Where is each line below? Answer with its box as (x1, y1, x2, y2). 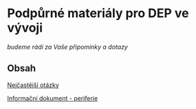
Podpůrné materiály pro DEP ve (7, 5, 189, 21)
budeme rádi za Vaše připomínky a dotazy (7, 43, 129, 51)
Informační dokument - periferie (7, 94, 98, 102)
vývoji (7, 20, 43, 36)
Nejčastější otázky (7, 81, 60, 89)
